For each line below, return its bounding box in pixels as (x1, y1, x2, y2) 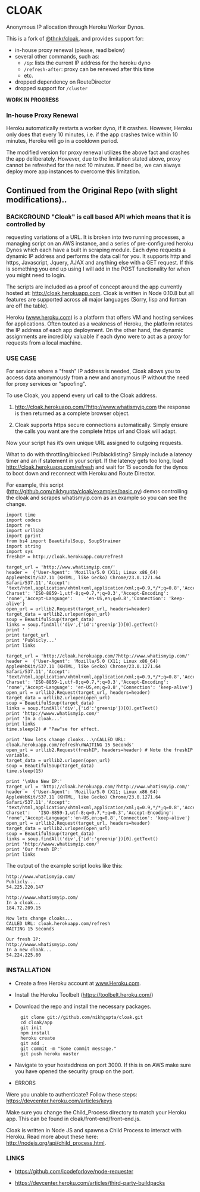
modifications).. (6, 195, 67, 205)
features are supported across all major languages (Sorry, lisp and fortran (6, 296, 186, 303)
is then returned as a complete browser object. (14, 410, 130, 417)
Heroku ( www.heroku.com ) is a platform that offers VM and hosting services (6, 314, 193, 321)
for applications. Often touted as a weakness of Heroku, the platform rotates (6, 320, 193, 327)
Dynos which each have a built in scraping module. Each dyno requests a (6, 246, 186, 253)
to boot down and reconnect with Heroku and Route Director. (6, 470, 156, 477)
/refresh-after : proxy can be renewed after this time (23, 65, 155, 72)
